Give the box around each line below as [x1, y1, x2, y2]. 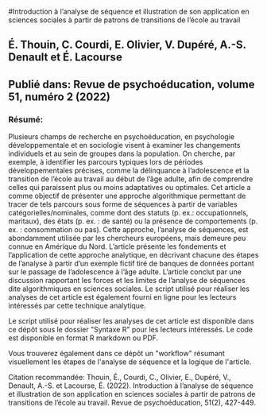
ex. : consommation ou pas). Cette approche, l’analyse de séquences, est [8, 225, 249, 235]
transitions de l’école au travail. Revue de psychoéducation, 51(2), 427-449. [8, 398, 257, 408]
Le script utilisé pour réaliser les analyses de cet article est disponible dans [8, 316, 254, 326]
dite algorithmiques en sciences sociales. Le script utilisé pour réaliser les [8, 284, 250, 293]
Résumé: [8, 114, 44, 125]
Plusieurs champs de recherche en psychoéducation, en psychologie [8, 132, 235, 142]
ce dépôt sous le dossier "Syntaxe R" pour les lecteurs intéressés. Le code [8, 325, 253, 335]
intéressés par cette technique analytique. [8, 301, 146, 311]
